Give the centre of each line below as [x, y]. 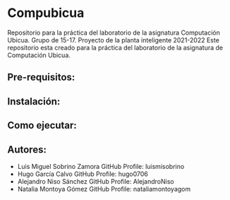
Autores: [27, 149]
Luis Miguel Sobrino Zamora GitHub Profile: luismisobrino [101, 166]
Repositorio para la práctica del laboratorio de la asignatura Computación [114, 33]
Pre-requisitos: [41, 77]
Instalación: [34, 101]
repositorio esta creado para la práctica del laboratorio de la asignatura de [115, 47]
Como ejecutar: [42, 125]
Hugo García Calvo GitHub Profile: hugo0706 [83, 174]
